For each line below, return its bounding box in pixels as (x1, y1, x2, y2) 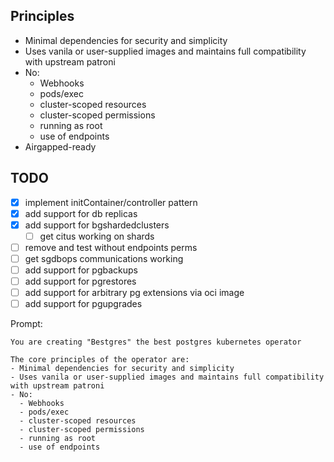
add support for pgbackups (24, 264, 138, 276)
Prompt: (10, 318, 43, 330)
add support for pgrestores (24, 275, 137, 288)
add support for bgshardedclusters (24, 219, 170, 231)
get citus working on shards (39, 230, 155, 242)
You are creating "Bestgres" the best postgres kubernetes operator (10, 337, 302, 348)
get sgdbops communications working (24, 252, 184, 264)
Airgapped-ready (24, 140, 97, 153)
